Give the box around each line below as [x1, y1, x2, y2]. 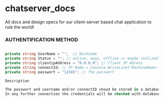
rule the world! [5, 24, 35, 30]
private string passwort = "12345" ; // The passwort [5, 69, 115, 74]
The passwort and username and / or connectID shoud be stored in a [5, 87, 143, 92]
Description [5, 78, 29, 83]
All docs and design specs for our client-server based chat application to [5, 19, 152, 25]
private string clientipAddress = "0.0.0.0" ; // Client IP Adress [5, 60, 143, 66]
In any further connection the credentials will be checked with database [5, 92, 161, 97]
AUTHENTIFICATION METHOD [5, 36, 78, 43]
